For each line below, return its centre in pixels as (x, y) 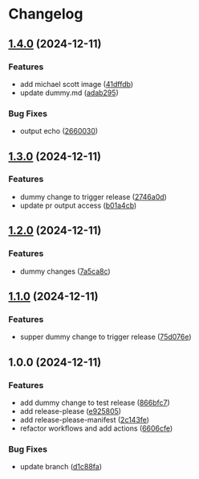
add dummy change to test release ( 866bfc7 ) (95, 403)
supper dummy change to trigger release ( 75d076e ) (106, 337)
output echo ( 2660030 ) (59, 131)
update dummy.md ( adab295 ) (69, 93)
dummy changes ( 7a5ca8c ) (65, 271)
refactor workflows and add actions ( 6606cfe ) (96, 428)
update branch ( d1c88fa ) (61, 467)
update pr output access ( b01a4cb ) (78, 205)
